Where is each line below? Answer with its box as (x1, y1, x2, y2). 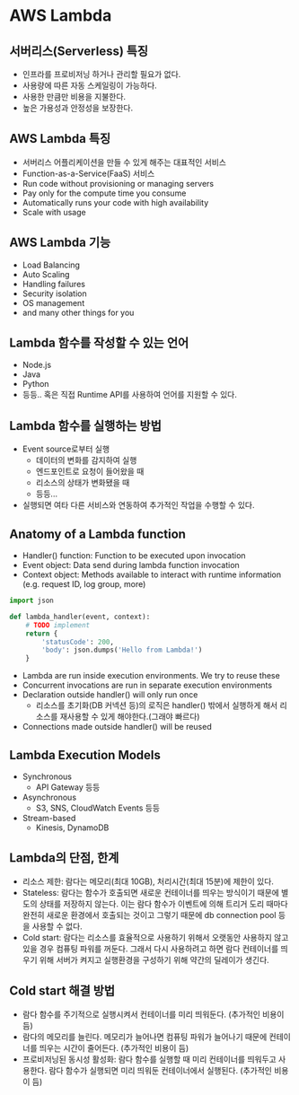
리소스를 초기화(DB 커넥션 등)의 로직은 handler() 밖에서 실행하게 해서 (35, 700, 278, 711)
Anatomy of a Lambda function (9, 526, 187, 541)
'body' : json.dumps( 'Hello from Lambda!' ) (41, 645, 203, 655)
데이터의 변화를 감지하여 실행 (35, 455, 137, 466)
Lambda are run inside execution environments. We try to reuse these (22, 670, 280, 681)
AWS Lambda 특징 (9, 131, 111, 146)
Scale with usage (22, 206, 87, 217)
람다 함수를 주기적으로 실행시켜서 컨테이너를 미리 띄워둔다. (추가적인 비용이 (22, 1009, 285, 1020)
